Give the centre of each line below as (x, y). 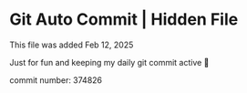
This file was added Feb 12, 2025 (72, 45)
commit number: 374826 (56, 80)
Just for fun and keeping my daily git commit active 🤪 (109, 62)
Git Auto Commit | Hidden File (124, 20)
